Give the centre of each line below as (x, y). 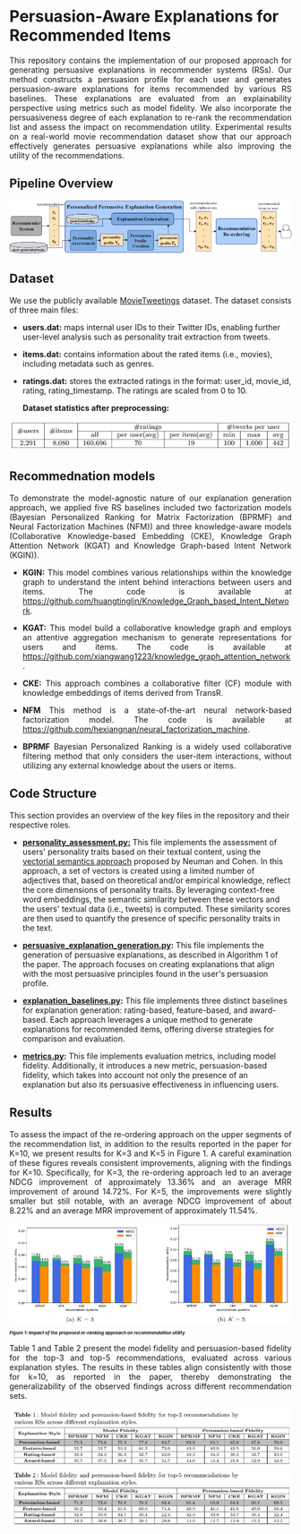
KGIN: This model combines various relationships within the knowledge (157, 572)
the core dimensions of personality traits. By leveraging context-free (148, 889)
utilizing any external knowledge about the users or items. (129, 765)
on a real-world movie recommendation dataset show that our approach (150, 136)
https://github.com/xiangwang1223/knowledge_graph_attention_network (156, 656)
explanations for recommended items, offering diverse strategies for (148, 1029)
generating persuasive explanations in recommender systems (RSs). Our (150, 70)
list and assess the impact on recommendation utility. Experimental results (150, 126)
